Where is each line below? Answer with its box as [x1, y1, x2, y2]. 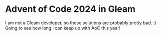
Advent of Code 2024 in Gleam [5, 3, 136, 15]
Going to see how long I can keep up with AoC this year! [5, 25, 121, 31]
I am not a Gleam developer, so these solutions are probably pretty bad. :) [5, 20, 157, 26]
